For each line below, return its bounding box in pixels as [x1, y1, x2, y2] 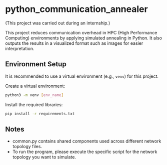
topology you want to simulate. [12, 154, 76, 160]
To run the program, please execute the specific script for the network [12, 149, 157, 155]
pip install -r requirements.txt [5, 111, 75, 116]
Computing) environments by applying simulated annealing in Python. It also [5, 35, 162, 41]
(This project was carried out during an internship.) [5, 20, 110, 26]
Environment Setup [5, 60, 66, 68]
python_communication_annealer [5, 3, 148, 15]
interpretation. [5, 45, 34, 51]
